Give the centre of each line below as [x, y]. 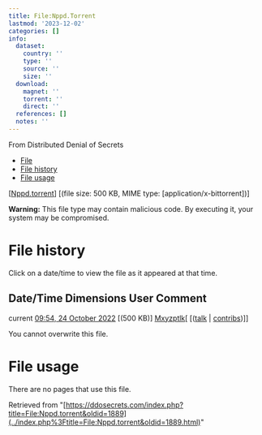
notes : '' [32, 122]
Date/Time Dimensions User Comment [107, 298]
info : [17, 39]
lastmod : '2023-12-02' [47, 24]
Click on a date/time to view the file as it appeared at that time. [113, 273]
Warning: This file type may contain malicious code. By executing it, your [131, 209]
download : [32, 84]
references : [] [41, 114]
